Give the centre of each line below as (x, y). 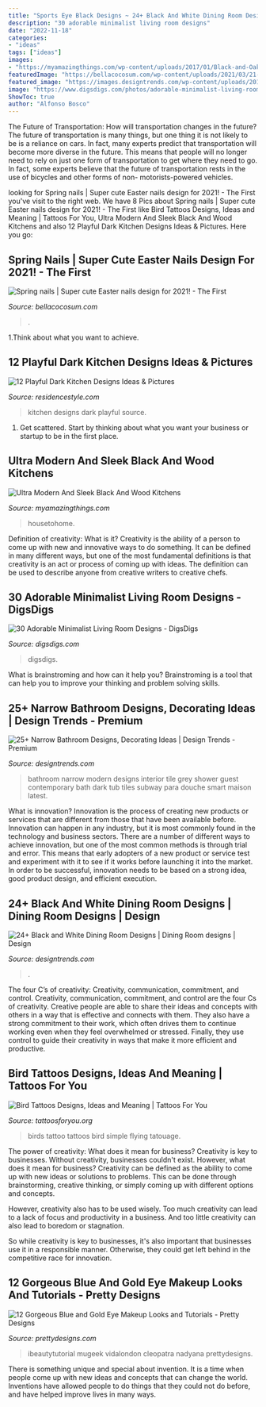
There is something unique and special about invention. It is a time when (126, 1369)
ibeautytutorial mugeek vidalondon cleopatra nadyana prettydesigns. (140, 1353)
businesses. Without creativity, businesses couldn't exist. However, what (127, 1159)
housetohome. (51, 523)
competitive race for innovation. (60, 1258)
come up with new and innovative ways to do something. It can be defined (129, 547)
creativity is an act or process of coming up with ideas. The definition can (128, 563)
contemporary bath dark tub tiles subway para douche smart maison (139, 787)
